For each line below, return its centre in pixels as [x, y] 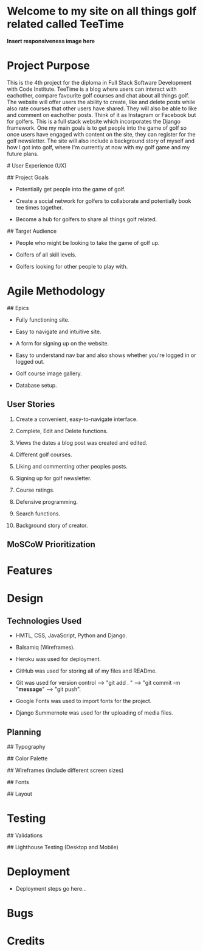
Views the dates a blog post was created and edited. [81, 442]
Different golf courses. [44, 454]
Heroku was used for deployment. [58, 659]
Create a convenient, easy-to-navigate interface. [77, 419]
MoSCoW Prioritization [51, 544]
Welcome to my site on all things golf [102, 11]
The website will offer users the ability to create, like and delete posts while [101, 102]
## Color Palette [27, 758]
